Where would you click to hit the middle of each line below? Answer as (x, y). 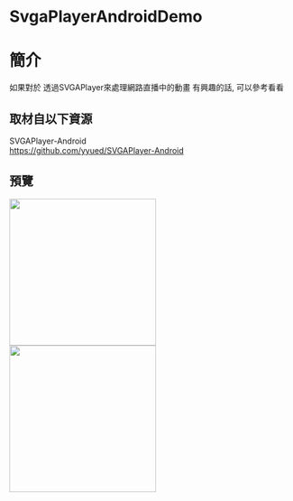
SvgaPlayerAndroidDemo (106, 17)
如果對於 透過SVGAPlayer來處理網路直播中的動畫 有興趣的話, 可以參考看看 (146, 88)
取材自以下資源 (51, 119)
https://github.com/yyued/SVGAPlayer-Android (97, 150)
